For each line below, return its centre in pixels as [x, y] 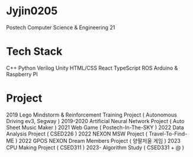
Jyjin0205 [32, 11]
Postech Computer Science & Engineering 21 [61, 27]
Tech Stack [34, 51]
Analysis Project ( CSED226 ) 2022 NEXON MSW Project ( [77, 134]
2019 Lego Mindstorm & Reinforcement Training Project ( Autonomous [92, 115]
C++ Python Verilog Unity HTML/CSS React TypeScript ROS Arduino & [92, 68]
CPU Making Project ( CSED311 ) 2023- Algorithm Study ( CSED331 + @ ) [95, 147]
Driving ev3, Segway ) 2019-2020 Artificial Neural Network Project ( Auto [95, 121]
